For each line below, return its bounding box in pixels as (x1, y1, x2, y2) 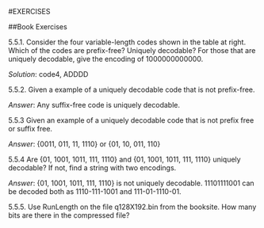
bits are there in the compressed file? (8, 211, 130, 220)
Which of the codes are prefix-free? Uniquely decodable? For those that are (8, 46, 256, 55)
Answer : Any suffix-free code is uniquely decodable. (8, 101, 181, 109)
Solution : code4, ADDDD (8, 70, 89, 78)
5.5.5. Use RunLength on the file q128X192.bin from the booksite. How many (8, 202, 257, 211)
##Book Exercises (8, 22, 67, 31)
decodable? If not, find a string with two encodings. (8, 163, 177, 173)
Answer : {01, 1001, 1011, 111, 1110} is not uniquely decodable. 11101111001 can (8, 178, 255, 188)
